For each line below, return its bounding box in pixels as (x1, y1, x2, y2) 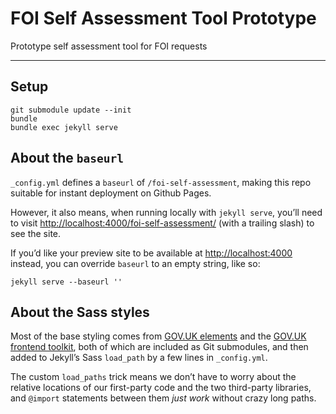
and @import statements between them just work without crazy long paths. (10, 392, 317, 404)
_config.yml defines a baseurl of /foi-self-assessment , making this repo (10, 176, 312, 188)
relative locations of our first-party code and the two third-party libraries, (10, 382, 312, 394)
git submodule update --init (10, 105, 132, 115)
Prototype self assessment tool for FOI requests (10, 40, 208, 52)
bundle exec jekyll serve (10, 122, 118, 132)
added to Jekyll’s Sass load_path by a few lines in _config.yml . (10, 352, 268, 364)
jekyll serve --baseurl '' (10, 277, 123, 287)
